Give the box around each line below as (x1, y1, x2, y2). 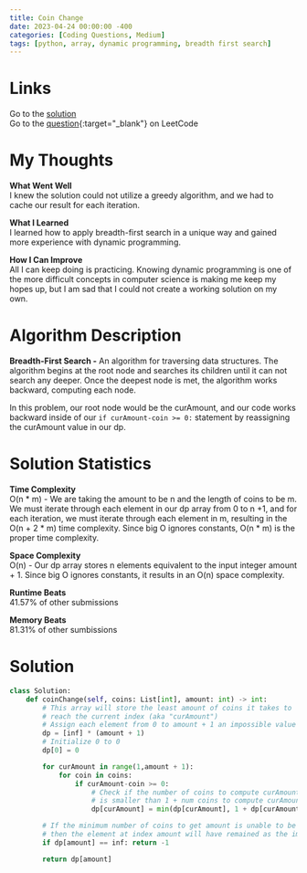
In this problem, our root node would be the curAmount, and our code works (9, 403, 297, 414)
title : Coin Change (9, 13, 84, 23)
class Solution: (9, 686, 71, 695)
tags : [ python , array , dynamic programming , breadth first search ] (9, 38, 272, 48)
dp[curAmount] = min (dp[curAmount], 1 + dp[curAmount (90, 805, 301, 814)
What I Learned (9, 217, 69, 228)
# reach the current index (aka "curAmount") (42, 711, 219, 721)
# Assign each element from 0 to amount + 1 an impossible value (42, 720, 297, 730)
